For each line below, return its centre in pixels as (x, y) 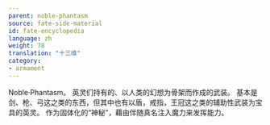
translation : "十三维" (45, 53)
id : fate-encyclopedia (46, 31)
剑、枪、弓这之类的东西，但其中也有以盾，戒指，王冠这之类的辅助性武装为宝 (135, 102)
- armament (27, 69)
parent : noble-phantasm (48, 16)
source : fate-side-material (56, 23)
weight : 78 (27, 46)
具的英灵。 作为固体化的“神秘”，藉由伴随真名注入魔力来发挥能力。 (118, 112)
